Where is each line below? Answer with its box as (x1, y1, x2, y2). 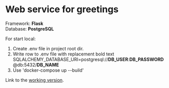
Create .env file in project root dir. (12, 45, 84, 51)
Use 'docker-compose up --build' (12, 67, 84, 73)
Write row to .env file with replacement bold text (12, 51, 114, 57)
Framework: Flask (5, 20, 44, 26)
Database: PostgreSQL (5, 25, 54, 32)
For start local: (5, 36, 36, 42)
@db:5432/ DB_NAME (12, 62, 59, 68)
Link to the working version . (5, 77, 64, 83)
